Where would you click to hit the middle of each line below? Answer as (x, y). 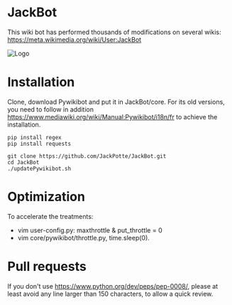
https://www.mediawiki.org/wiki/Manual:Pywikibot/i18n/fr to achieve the (112, 117)
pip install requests (39, 144)
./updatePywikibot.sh (39, 168)
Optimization (46, 197)
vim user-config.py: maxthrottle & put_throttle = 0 (90, 230)
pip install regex (34, 137)
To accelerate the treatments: (50, 216)
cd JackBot (23, 162)
